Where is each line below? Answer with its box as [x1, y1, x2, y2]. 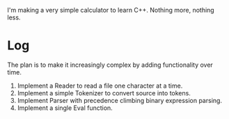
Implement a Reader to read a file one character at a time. [17, 81, 183, 90]
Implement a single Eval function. [17, 104, 113, 112]
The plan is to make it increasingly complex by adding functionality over [7, 61, 214, 69]
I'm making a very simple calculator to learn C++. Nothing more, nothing [7, 6, 214, 14]
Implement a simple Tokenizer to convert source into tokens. [17, 88, 191, 97]
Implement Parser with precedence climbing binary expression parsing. [17, 96, 223, 104]
